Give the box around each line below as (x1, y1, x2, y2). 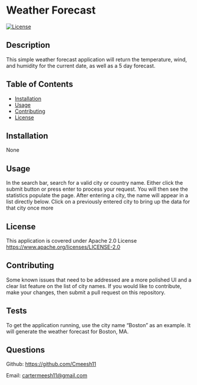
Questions (6, 345, 45, 355)
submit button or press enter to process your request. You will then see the (6, 185, 189, 192)
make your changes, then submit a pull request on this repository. (6, 289, 166, 296)
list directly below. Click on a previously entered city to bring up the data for (6, 198, 191, 205)
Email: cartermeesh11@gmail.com (6, 372, 87, 379)
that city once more (6, 204, 54, 211)
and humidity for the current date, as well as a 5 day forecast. (6, 62, 156, 69)
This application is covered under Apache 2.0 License (6, 237, 137, 244)
